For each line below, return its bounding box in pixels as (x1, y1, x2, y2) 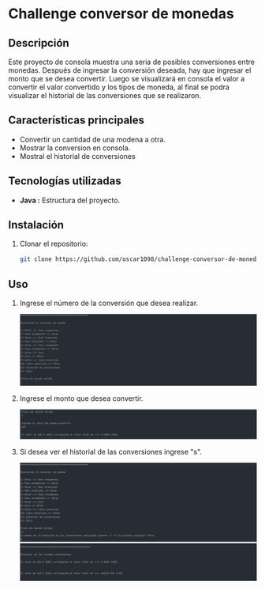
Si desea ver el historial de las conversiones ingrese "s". (19, 447, 203, 456)
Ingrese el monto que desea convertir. (19, 394, 144, 403)
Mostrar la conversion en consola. (19, 143, 131, 153)
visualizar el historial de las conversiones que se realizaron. (8, 91, 202, 100)
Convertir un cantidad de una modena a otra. (19, 134, 166, 144)
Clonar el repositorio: (19, 239, 88, 249)
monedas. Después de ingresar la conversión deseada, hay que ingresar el (8, 66, 252, 75)
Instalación (8, 218, 65, 232)
